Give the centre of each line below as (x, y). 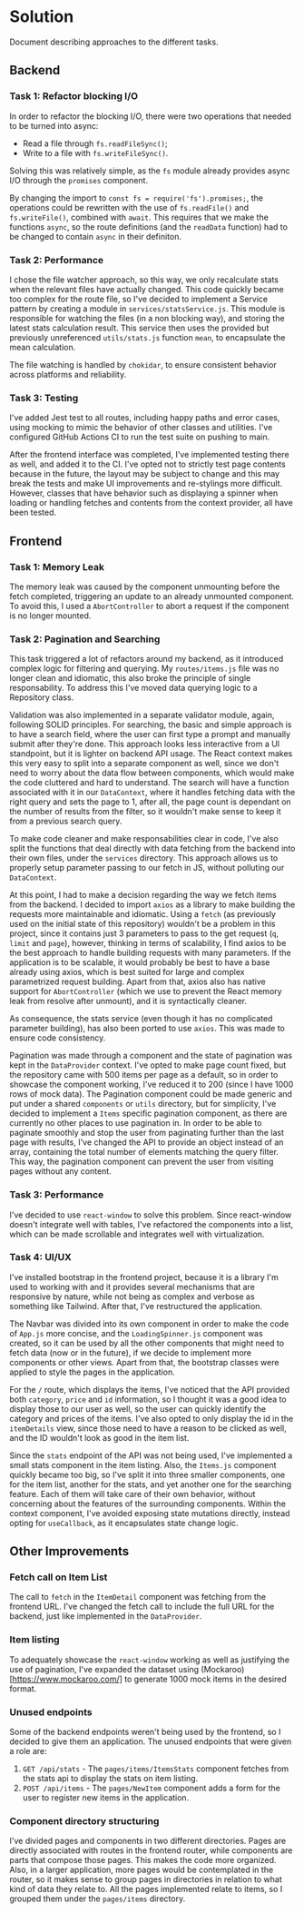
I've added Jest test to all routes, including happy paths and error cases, (145, 418)
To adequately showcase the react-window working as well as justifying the (150, 1660)
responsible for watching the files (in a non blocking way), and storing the (147, 318)
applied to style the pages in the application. (92, 1372)
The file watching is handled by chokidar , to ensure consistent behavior (143, 364)
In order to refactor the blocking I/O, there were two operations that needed (151, 116)
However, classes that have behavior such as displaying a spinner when (144, 493)
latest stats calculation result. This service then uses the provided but (139, 328)
